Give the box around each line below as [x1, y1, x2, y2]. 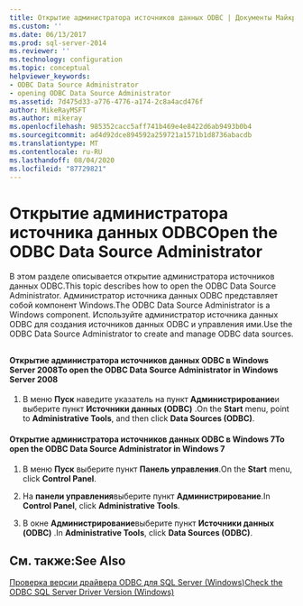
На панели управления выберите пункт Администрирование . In [22, 491, 271, 501]
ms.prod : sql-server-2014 [9, 38, 106, 48]
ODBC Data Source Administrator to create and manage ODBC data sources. [9, 328, 294, 339]
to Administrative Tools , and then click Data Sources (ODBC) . [22, 413, 255, 424]
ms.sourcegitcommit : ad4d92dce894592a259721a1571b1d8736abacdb [9, 131, 252, 140]
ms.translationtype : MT [9, 139, 99, 148]
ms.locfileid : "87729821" [9, 164, 106, 173]
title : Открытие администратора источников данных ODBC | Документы [9, 13, 272, 23]
